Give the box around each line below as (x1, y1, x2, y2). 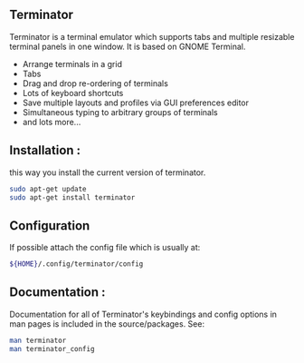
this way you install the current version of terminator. (9, 167, 206, 178)
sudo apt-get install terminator (9, 192, 136, 202)
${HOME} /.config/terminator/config (9, 260, 144, 269)
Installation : (9, 142, 81, 158)
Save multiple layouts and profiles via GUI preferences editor (22, 97, 250, 108)
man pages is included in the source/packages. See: (9, 318, 205, 329)
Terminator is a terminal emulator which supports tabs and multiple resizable (9, 31, 295, 42)
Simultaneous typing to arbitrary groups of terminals (22, 106, 219, 117)
